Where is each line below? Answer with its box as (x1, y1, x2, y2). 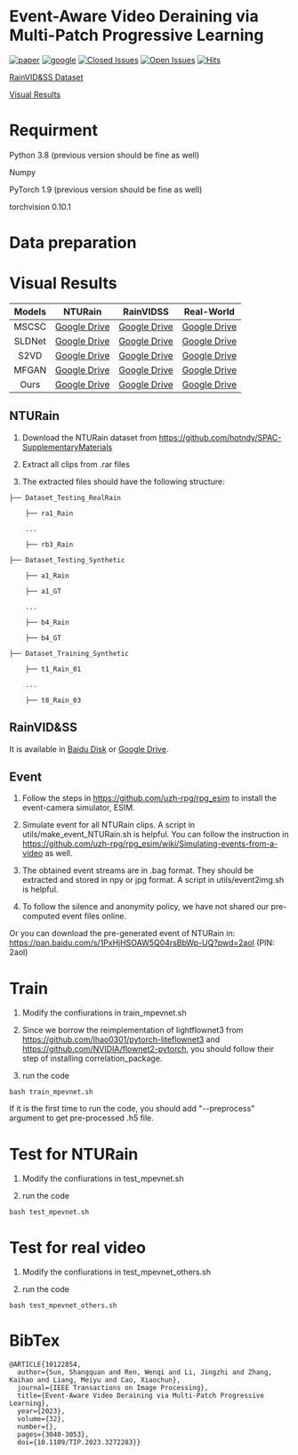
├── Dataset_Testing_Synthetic (9, 555, 125, 564)
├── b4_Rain (25, 618, 69, 626)
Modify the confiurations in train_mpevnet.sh (21, 1007, 187, 1018)
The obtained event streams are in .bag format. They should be (21, 865, 254, 876)
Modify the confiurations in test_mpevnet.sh (21, 1173, 184, 1184)
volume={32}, (17, 1415, 66, 1424)
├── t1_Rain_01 (25, 665, 82, 674)
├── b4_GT (25, 634, 62, 643)
